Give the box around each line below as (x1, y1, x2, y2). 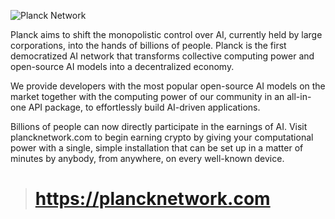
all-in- (286, 91, 312, 102)
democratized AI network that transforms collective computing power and (10, 50, 315, 62)
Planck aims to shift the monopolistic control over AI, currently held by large (10, 29, 323, 40)
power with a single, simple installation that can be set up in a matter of (10, 142, 304, 154)
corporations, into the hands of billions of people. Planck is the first (10, 40, 287, 51)
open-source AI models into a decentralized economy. (10, 61, 235, 72)
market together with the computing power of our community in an (10, 91, 285, 102)
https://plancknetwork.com (34, 188, 271, 210)
